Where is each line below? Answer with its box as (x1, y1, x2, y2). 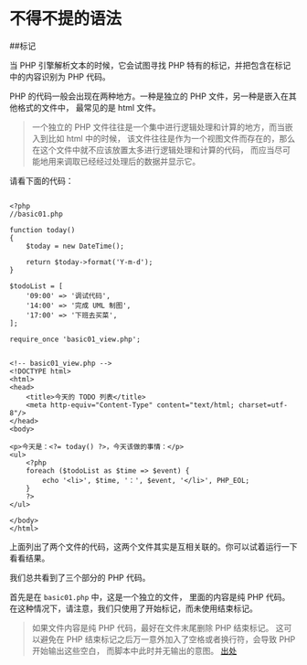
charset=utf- (238, 400, 288, 410)
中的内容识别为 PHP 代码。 (9, 70, 111, 82)
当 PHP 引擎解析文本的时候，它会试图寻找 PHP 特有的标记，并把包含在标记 (9, 59, 291, 70)
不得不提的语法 (9, 8, 122, 29)
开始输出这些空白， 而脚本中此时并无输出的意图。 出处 (31, 645, 238, 656)
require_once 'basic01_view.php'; (9, 335, 142, 344)
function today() (9, 225, 76, 234)
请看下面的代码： (9, 175, 74, 186)
